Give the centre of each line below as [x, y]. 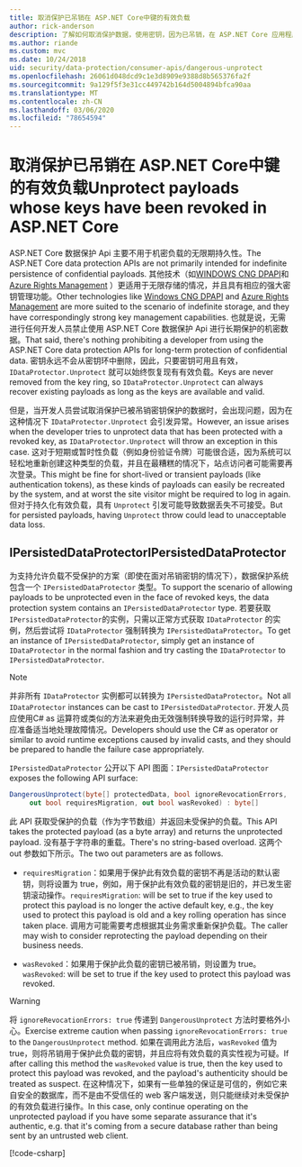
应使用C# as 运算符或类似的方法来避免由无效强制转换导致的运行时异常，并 [147, 718]
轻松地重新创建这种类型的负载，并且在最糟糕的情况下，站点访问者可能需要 [147, 463]
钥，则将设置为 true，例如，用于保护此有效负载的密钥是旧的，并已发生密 [157, 883]
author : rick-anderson [52, 26]
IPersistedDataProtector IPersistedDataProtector [148, 553]
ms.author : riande [44, 43]
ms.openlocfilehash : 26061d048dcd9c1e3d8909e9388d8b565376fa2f [130, 77]
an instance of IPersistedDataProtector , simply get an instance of [132, 640]
